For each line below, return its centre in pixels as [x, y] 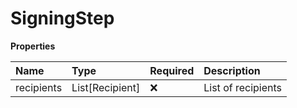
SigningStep [62, 18]
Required [172, 70]
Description [232, 70]
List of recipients [243, 87]
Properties [33, 46]
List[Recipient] [106, 87]
